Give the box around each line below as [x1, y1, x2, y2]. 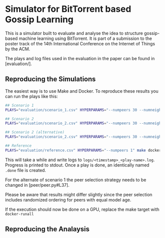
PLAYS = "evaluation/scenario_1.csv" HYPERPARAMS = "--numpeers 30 [5, 107, 137, 112]
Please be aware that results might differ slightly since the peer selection [5, 191, 153, 198]
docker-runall [5, 211, 34, 216]
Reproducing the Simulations [5, 75, 96, 83]
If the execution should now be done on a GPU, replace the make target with [5, 206, 160, 212]
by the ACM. [5, 46, 30, 52]
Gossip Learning [5, 14, 74, 25]
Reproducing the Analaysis [5, 225, 90, 234]
